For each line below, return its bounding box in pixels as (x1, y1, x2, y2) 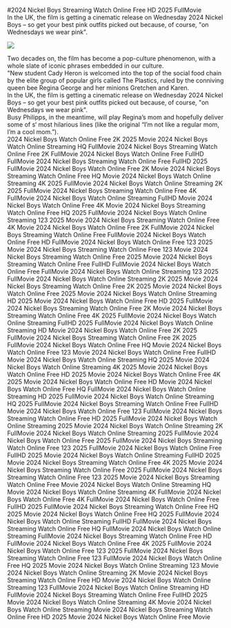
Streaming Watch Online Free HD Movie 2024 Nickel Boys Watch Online (7, 576, 212, 584)
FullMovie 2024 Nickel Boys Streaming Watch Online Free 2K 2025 (7, 333, 197, 342)
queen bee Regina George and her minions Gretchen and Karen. (7, 84, 190, 92)
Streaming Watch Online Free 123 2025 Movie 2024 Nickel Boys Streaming (7, 473, 220, 481)
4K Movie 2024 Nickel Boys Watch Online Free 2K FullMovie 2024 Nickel (7, 223, 214, 231)
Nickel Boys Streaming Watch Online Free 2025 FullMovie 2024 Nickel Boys (7, 466, 223, 474)
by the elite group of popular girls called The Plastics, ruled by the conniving (7, 76, 224, 84)
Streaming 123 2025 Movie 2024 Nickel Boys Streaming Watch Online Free (7, 216, 220, 224)
